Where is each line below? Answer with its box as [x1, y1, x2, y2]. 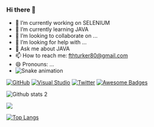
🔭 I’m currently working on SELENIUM [15, 19, 110, 27]
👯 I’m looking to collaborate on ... [15, 32, 98, 39]
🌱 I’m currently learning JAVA [15, 26, 89, 33]
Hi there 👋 [6, 5, 37, 14]
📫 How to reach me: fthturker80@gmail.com [15, 52, 128, 60]
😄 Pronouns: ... [15, 61, 55, 68]
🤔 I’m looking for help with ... [15, 39, 87, 46]
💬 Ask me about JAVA [15, 45, 70, 52]
